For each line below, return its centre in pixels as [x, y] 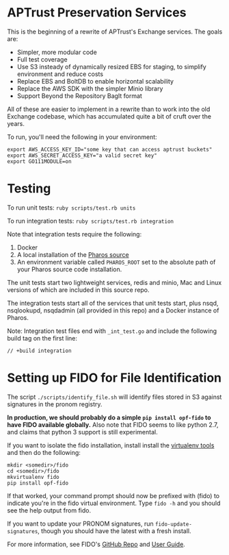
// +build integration [39, 351]
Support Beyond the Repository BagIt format [79, 96]
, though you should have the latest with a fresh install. [114, 531]
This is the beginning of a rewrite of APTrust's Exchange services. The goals [115, 32]
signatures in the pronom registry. [55, 404]
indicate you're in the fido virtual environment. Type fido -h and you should [114, 503]
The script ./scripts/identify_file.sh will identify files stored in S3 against [114, 397]
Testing [29, 189]
